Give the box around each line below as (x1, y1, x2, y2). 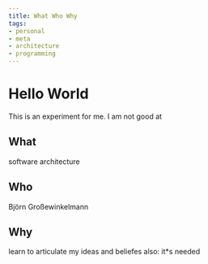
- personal (8, 27, 45, 35)
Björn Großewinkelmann (8, 201, 89, 211)
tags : (8, 19, 27, 28)
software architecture (8, 156, 80, 167)
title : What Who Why (8, 11, 79, 20)
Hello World (8, 84, 89, 103)
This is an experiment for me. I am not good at (8, 111, 163, 121)
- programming (8, 50, 57, 58)
